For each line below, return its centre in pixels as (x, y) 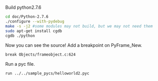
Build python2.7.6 (23, 7)
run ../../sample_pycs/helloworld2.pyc (47, 73)
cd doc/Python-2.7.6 (27, 17)
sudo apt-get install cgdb (34, 31)
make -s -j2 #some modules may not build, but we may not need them (79, 26)
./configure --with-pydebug (35, 21)
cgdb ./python (20, 36)
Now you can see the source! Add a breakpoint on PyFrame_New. (74, 45)
